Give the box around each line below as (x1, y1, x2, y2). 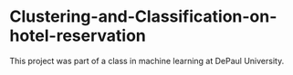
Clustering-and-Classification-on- (9, 6, 277, 27)
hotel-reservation (9, 25, 146, 46)
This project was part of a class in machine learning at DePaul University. (9, 55, 285, 66)
